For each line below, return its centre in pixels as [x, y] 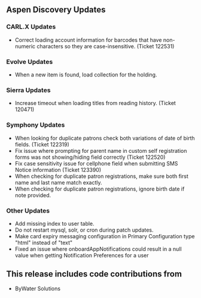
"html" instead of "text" [44, 242]
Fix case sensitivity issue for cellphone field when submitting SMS [96, 163]
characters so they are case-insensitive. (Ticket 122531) [106, 46]
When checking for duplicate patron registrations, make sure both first [101, 176]
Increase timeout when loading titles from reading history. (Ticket [95, 103]
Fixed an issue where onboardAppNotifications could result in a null [98, 249]
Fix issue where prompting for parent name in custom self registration [101, 150]
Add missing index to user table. [54, 223]
